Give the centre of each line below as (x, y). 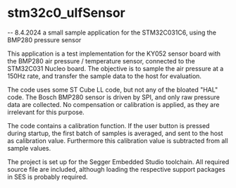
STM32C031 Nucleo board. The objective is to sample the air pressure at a (116, 68)
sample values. (29, 148)
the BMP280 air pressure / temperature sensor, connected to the (101, 61)
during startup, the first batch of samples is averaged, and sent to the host (115, 133)
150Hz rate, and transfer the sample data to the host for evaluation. (105, 76)
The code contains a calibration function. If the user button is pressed (108, 125)
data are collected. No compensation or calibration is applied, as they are (113, 104)
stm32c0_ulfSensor (66, 13)
